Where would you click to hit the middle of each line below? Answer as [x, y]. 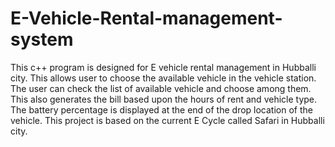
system [42, 39]
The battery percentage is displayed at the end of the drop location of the [161, 109]
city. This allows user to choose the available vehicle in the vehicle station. [163, 78]
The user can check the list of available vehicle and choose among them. [161, 88]
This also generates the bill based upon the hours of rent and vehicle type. [164, 99]
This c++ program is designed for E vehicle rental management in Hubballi [163, 67]
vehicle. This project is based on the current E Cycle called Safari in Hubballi [167, 120]
